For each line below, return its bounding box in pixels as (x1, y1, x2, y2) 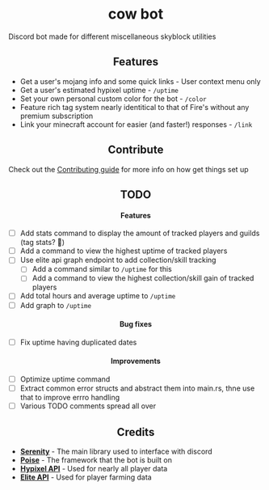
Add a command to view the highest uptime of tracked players (19, 246, 228, 256)
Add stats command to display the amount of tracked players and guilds (19, 228, 260, 239)
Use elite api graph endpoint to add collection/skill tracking (19, 256, 216, 265)
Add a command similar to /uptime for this (32, 264, 172, 274)
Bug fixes (120, 319, 152, 329)
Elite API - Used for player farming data (19, 472, 152, 482)
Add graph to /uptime (19, 300, 91, 310)
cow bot (107, 5, 164, 23)
